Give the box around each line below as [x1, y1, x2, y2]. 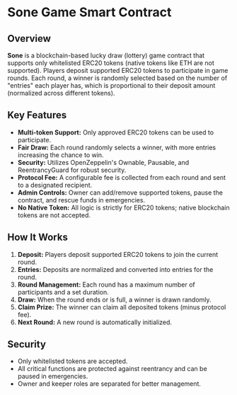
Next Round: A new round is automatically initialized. [17, 318, 172, 326]
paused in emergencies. [17, 372, 88, 381]
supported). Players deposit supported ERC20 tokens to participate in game [7, 67, 229, 74]
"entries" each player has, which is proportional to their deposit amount [7, 81, 216, 89]
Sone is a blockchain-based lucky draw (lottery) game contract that [7, 51, 205, 59]
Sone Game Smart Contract [7, 4, 172, 21]
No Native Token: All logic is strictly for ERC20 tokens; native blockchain [17, 203, 230, 212]
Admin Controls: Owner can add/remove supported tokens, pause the [17, 188, 223, 197]
